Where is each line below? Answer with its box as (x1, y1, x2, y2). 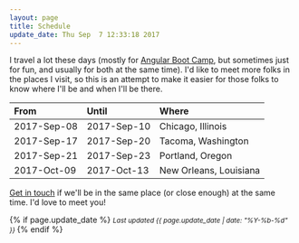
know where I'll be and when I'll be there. (9, 83, 163, 95)
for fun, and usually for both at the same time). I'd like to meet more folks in (9, 64, 291, 75)
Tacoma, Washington (159, 135, 249, 147)
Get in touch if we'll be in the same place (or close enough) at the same (9, 187, 276, 199)
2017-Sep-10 (86, 120, 151, 133)
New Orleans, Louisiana (159, 164, 261, 177)
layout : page (9, 13, 59, 23)
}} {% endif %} (9, 224, 63, 235)
